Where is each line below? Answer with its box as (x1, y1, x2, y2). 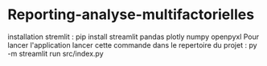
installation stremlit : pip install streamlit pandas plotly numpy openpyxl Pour (7, 32, 260, 41)
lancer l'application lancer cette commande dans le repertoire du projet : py (7, 40, 258, 49)
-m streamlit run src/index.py (7, 49, 104, 58)
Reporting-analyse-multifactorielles (7, 6, 255, 24)
